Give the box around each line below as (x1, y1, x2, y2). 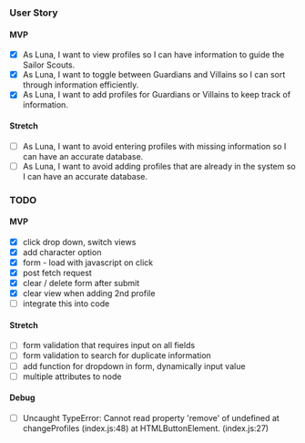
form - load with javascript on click (22, 257, 153, 268)
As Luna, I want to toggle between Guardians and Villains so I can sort (22, 69, 286, 80)
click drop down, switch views (22, 236, 137, 247)
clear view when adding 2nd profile (22, 288, 156, 299)
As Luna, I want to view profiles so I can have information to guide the (22, 49, 285, 60)
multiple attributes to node (22, 371, 122, 382)
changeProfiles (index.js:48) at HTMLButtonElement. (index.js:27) (22, 422, 269, 434)
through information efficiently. (22, 79, 139, 90)
